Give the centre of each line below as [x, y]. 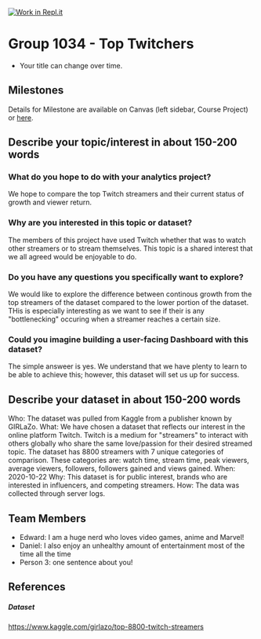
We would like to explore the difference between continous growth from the [130, 294]
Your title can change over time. [71, 65]
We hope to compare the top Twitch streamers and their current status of [126, 194]
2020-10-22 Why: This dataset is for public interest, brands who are [118, 477]
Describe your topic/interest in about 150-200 [123, 143]
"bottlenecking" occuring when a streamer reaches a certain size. [114, 319]
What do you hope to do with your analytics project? [110, 177]
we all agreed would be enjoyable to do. [72, 256]
